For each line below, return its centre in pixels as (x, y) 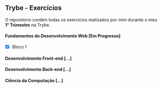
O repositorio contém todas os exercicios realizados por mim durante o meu (81, 19)
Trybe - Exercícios (33, 8)
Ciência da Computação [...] (34, 80)
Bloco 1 (19, 47)
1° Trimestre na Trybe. (28, 25)
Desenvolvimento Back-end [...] (38, 70)
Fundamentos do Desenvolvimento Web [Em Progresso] (63, 36)
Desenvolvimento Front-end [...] (38, 58)
